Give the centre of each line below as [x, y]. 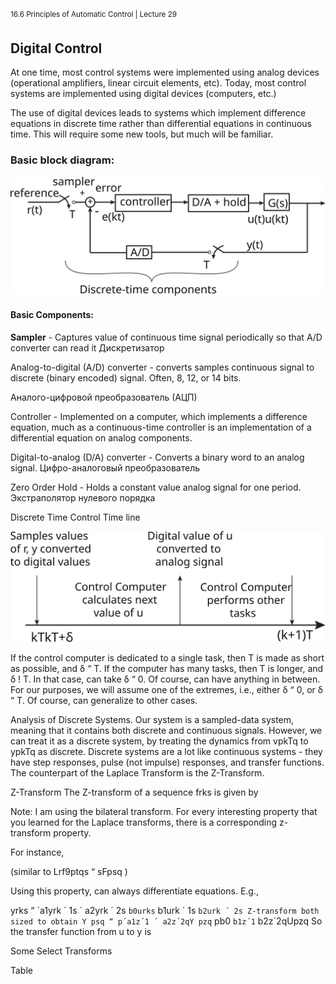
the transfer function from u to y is [81, 931]
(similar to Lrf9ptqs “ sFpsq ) [69, 871]
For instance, [37, 852]
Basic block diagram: [62, 160]
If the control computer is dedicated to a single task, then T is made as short [167, 657]
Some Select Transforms [61, 951]
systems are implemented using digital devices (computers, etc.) [143, 94]
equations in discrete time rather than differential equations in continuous [161, 124]
